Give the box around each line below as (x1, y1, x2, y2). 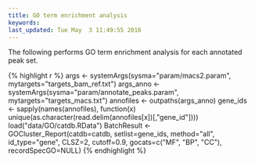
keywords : (8, 19, 41, 27)
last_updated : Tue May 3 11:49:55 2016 (8, 26, 142, 34)
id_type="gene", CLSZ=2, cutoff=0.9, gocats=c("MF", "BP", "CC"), (8, 138, 222, 147)
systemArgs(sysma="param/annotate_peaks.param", (8, 88, 179, 97)
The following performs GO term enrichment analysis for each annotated (8, 48, 242, 57)
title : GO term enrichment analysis (8, 11, 127, 20)
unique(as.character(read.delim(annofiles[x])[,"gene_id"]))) (8, 113, 199, 122)
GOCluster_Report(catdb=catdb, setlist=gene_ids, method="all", (8, 129, 215, 139)
